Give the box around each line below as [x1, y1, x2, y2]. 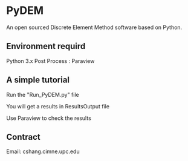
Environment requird [6, 41, 86, 51]
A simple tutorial [6, 75, 70, 85]
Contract [6, 131, 41, 142]
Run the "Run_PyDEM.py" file [6, 91, 80, 98]
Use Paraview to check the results [6, 114, 92, 122]
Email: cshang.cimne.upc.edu [6, 148, 80, 155]
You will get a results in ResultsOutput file [6, 102, 110, 110]
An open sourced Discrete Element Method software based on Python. [6, 24, 183, 31]
